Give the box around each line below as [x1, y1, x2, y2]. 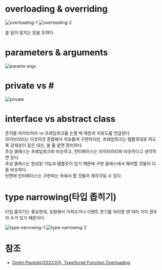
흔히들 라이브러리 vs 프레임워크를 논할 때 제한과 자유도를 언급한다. [5, 130, 131, 136]
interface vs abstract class [5, 114, 116, 124]
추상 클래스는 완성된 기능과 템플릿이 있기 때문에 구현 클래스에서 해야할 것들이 [5, 160, 151, 166]
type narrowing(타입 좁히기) [5, 192, 117, 203]
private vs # [5, 80, 55, 91]
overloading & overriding [5, 3, 108, 15]
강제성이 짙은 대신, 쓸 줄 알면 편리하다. [10, 142, 83, 148]
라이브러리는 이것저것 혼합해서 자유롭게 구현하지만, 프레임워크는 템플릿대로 [5, 136, 147, 142]
